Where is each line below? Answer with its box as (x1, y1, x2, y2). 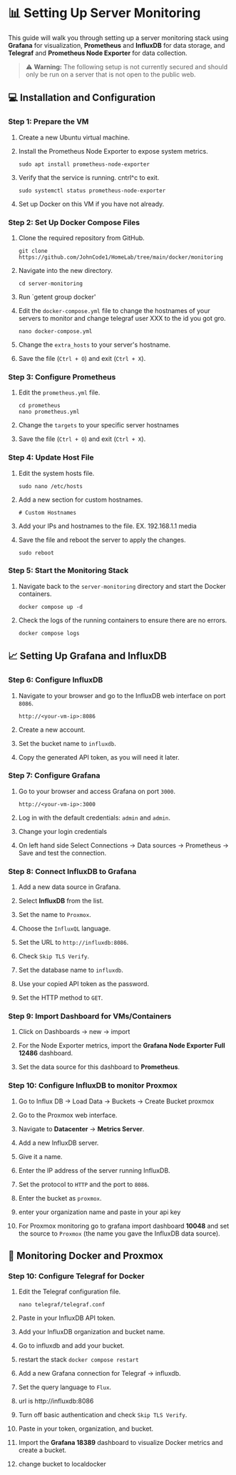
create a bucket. (18, 1446, 67, 1454)
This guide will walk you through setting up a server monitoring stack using (8, 33, 229, 42)
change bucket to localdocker (18, 1460, 106, 1469)
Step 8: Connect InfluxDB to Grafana (8, 866, 137, 876)
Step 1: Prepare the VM (8, 116, 89, 126)
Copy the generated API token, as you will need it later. (18, 753, 180, 761)
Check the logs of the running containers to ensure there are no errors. (18, 615, 227, 625)
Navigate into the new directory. (18, 266, 113, 274)
